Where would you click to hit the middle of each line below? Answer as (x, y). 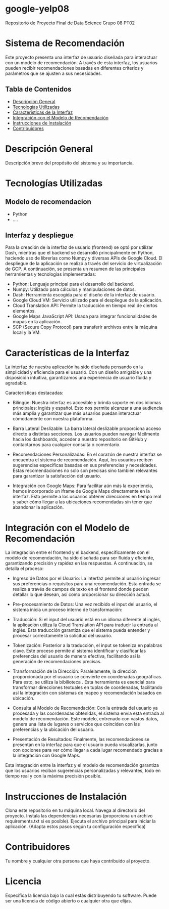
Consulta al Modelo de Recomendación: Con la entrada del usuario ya (85, 708)
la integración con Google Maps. (46, 755)
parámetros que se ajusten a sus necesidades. (54, 73)
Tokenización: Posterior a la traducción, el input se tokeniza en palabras (87, 645)
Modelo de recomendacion (48, 202)
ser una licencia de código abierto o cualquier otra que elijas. (69, 901)
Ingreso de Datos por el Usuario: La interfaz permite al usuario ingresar (86, 578)
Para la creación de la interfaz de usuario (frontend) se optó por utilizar (79, 247)
